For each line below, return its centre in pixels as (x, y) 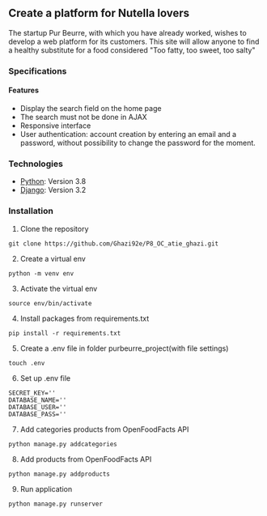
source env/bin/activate (50, 303)
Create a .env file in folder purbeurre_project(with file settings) (124, 348)
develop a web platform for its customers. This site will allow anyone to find (134, 41)
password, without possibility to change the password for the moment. (138, 143)
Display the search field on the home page (91, 108)
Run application (46, 488)
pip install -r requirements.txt (65, 333)
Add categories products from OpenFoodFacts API (104, 429)
